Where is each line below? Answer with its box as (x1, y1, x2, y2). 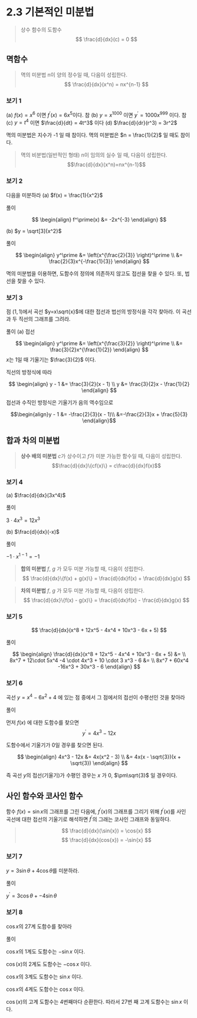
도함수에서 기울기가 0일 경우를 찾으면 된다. (6, 741, 104, 748)
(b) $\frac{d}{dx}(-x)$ (6, 528, 60, 535)
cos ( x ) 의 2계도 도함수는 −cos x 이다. (6, 960, 92, 967)
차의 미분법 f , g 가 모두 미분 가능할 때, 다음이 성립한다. (20, 587, 145, 594)
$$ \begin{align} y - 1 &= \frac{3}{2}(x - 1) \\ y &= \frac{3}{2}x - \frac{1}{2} (8, 380, 190, 387)
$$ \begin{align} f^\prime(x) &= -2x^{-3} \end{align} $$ (31, 216, 167, 223)
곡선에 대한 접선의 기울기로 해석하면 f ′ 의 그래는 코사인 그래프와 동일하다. (6, 814, 171, 822)
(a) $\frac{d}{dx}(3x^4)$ (6, 492, 66, 499)
